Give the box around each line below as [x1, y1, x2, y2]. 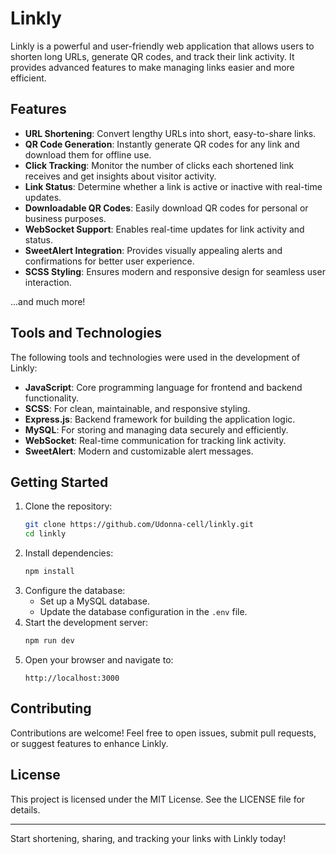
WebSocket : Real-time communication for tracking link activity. [24, 434, 287, 446]
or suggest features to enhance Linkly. [10, 737, 169, 749]
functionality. [24, 392, 79, 404]
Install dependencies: [24, 547, 114, 559]
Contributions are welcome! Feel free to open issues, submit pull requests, [10, 727, 317, 739]
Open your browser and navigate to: [24, 653, 174, 666]
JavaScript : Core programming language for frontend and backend [24, 381, 303, 393]
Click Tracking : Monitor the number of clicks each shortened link [24, 159, 295, 171]
